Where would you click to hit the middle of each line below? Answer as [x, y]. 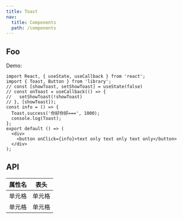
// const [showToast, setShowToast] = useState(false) [74, 87]
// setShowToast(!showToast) [44, 97]
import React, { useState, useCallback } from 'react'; [76, 77]
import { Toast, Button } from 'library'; [59, 82]
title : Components [34, 22]
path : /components [34, 28]
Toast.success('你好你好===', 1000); [56, 114]
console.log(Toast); [36, 119]
